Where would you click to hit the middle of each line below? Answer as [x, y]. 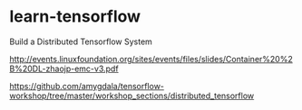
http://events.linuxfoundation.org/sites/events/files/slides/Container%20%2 [151, 59]
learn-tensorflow [75, 17]
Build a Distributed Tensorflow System [81, 41]
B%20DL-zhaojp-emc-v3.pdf [64, 69]
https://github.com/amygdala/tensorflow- [87, 86]
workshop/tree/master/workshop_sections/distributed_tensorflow [132, 96]
